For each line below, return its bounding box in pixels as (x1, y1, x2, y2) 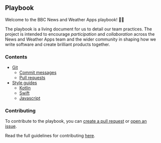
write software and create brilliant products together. (5, 41, 110, 47)
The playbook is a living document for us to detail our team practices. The (5, 26, 152, 32)
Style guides (12, 80, 37, 86)
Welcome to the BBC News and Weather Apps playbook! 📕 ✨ (5, 16, 125, 22)
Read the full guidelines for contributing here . (5, 133, 95, 139)
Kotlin (19, 85, 31, 91)
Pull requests (19, 75, 45, 81)
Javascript (19, 95, 41, 101)
